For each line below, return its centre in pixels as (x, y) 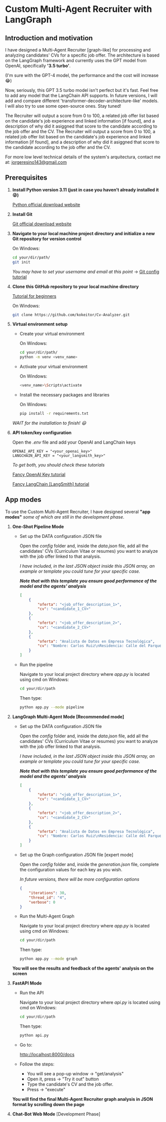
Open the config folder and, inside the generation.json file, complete (89, 864)
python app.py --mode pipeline (52, 707)
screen (20, 974)
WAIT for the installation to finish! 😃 (49, 423)
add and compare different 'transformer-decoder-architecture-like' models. (82, 101)
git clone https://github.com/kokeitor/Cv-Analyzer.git (71, 315)
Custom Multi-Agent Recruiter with (79, 9)
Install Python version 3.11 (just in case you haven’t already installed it (85, 190)
